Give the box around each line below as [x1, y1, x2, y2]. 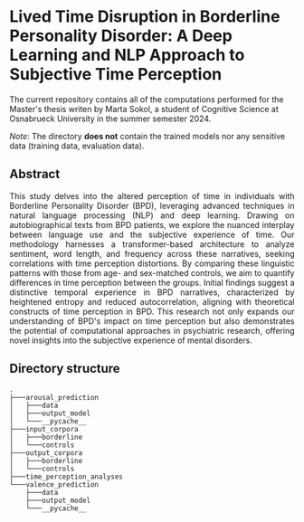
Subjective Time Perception [9, 64, 223, 85]
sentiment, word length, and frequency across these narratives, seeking [9, 248, 295, 259]
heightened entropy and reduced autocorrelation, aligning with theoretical [9, 296, 295, 307]
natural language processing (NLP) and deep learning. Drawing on [9, 210, 295, 221]
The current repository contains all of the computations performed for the [9, 93, 284, 105]
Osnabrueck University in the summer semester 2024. [9, 113, 212, 124]
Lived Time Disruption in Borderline [9, 6, 280, 27]
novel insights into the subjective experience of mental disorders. [9, 335, 253, 346]
